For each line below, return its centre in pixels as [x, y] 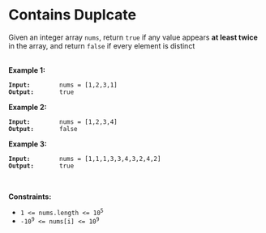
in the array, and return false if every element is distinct [102, 45]
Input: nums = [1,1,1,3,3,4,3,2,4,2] [85, 159]
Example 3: [28, 144]
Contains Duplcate [72, 15]
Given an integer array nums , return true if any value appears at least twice [133, 37]
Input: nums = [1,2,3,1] [63, 85]
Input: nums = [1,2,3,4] [63, 122]
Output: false [43, 129]
